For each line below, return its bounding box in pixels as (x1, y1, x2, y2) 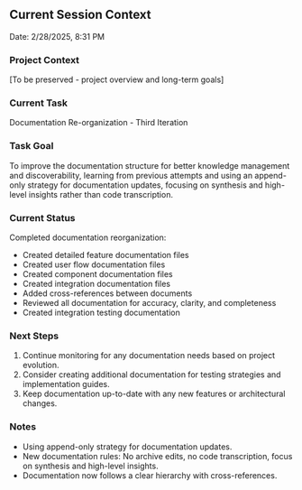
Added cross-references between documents (22, 288, 193, 299)
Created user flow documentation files (22, 259, 166, 270)
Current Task (9, 97, 68, 109)
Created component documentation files (22, 269, 173, 279)
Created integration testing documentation (22, 307, 180, 318)
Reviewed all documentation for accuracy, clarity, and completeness (22, 298, 277, 308)
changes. (22, 398, 58, 409)
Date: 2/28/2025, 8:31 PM (9, 31, 105, 42)
